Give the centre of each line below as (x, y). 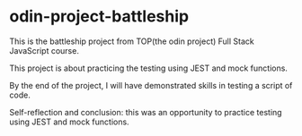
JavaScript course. (44, 50)
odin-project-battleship (99, 17)
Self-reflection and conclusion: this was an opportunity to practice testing (146, 112)
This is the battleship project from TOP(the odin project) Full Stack (132, 41)
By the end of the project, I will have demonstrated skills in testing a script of (151, 85)
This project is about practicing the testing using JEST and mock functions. (148, 68)
